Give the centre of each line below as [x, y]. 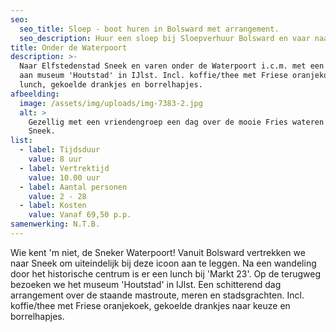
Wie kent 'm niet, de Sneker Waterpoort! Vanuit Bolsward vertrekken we [158, 252]
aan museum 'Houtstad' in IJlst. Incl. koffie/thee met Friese [153, 76]
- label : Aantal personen [73, 187]
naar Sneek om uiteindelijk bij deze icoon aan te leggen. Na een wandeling [163, 263]
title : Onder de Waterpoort [69, 47]
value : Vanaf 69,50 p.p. [80, 215]
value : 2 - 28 [57, 196]
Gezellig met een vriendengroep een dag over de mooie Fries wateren [176, 122]
